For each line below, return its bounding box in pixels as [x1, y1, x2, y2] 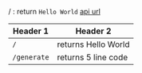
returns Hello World [57, 39, 130, 50]
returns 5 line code [57, 52, 128, 63]
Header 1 [12, 25, 49, 36]
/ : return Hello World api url [8, 7, 101, 16]
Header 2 [75, 25, 112, 36]
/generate [12, 53, 49, 62]
